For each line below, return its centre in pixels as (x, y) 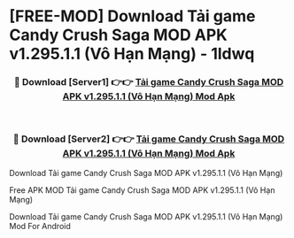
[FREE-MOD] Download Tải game (132, 16)
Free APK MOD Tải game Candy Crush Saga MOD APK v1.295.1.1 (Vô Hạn (142, 190)
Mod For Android (40, 226)
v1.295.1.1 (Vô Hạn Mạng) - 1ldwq (132, 54)
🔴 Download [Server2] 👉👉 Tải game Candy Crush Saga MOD (149, 139)
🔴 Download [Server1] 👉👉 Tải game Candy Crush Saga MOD (149, 82)
